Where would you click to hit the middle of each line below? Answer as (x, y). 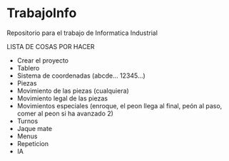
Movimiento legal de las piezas (62, 98)
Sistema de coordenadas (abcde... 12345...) (81, 76)
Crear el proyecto (43, 60)
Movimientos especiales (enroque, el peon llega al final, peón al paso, (119, 105)
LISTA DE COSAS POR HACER (51, 46)
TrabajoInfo (42, 13)
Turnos (27, 121)
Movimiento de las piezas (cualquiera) (73, 90)
